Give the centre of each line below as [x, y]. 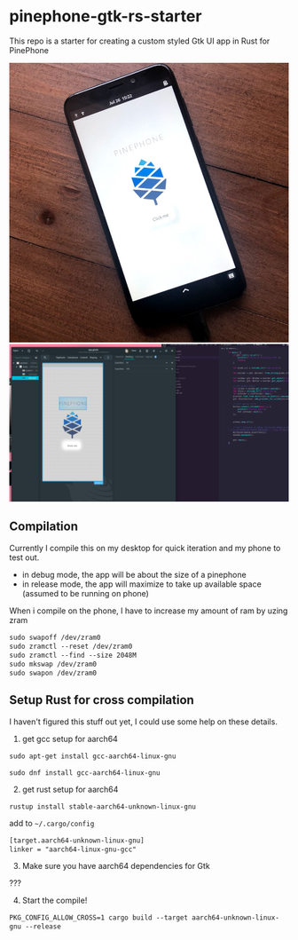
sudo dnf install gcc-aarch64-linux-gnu [85, 773]
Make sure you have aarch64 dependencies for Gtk [116, 865]
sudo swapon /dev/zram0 [53, 673]
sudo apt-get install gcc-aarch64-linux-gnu [93, 756]
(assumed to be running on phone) [85, 593]
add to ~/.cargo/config [52, 823]
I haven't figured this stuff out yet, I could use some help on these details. [143, 722]
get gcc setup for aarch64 [70, 739]
